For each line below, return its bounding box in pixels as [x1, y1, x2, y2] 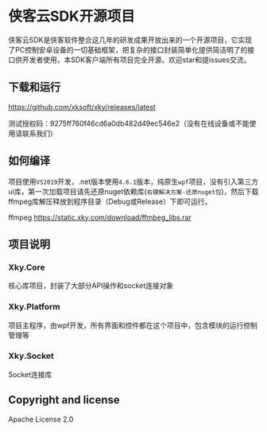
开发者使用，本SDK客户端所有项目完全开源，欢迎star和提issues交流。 [21, 55, 251, 64]
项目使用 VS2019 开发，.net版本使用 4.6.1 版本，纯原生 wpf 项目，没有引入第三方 [8, 177, 259, 186]
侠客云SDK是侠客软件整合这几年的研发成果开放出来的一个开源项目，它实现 [8, 35, 253, 45]
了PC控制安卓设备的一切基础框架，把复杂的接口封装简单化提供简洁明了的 [8, 45, 248, 54]
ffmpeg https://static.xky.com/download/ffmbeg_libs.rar [8, 212, 192, 222]
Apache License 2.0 [8, 414, 74, 424]
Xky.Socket [8, 351, 54, 362]
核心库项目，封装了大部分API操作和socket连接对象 [8, 281, 174, 290]
